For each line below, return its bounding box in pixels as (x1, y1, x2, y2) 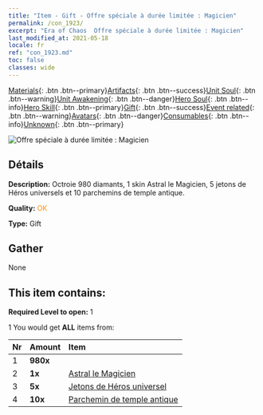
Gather (8, 241, 44, 255)
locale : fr (8, 41, 45, 49)
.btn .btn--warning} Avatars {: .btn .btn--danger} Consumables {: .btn (8, 111, 229, 121)
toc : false (8, 57, 45, 65)
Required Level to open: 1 (8, 307, 93, 317)
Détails (8, 158, 44, 172)
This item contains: (8, 286, 106, 299)
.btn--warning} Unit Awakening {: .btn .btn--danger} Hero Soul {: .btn (8, 93, 228, 104)
